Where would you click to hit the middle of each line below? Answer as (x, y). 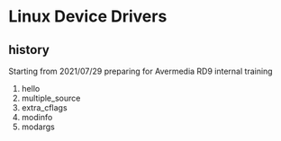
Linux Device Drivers (88, 17)
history (29, 50)
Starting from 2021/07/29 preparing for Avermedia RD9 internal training (140, 71)
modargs (38, 127)
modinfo (37, 117)
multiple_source (51, 98)
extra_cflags (45, 108)
